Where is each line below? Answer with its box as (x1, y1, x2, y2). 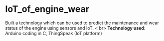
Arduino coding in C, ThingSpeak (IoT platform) (5, 30, 102, 36)
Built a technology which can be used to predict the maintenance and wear (5, 20, 160, 26)
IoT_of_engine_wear (5, 3, 90, 15)
